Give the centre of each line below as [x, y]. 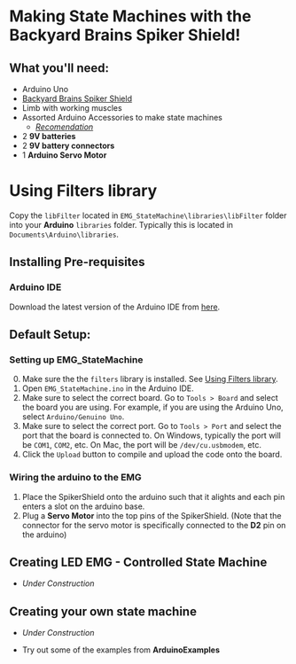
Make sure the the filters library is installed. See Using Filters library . [150, 379]
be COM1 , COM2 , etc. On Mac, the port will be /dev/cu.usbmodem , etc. [141, 445]
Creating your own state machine [103, 611]
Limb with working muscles [72, 108]
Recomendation [64, 127]
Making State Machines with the [130, 16]
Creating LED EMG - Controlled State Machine [138, 562]
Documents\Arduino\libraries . [64, 234]
